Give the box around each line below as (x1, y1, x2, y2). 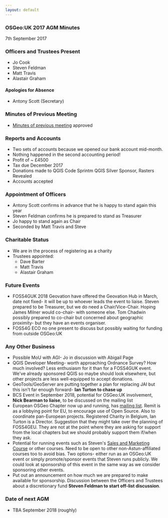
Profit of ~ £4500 (12, 157, 49, 163)
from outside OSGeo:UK (12, 330, 63, 336)
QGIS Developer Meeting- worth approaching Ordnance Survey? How (12, 360, 157, 366)
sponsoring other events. (12, 467, 65, 473)
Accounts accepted (12, 178, 53, 184)
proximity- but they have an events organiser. (12, 320, 106, 326)
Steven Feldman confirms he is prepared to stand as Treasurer (12, 213, 142, 219)
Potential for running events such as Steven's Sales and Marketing (12, 440, 150, 446)
